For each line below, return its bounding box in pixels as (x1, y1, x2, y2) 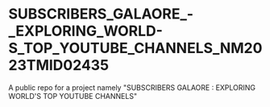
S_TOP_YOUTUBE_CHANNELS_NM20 (8, 39, 263, 57)
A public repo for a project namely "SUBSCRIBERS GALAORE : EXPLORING (8, 82, 256, 93)
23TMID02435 (8, 56, 110, 75)
